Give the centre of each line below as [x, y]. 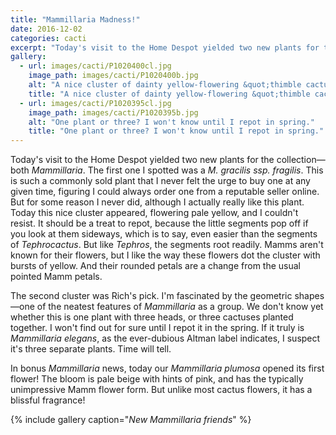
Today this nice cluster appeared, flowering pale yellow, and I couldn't [154, 213]
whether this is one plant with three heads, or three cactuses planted [152, 317]
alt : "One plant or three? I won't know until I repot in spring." [171, 122]
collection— [301, 160]
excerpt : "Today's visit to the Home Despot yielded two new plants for [165, 47]
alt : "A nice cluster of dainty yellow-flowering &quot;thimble [165, 85]
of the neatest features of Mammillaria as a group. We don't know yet [180, 307]
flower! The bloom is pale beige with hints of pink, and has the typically [157, 379]
